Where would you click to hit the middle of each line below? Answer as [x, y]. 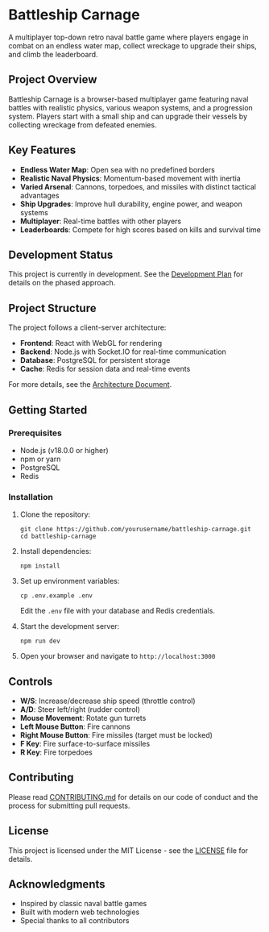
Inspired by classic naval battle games [83, 904]
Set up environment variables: [70, 581]
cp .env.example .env [56, 596]
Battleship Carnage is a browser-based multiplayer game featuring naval [128, 99]
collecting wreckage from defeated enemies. [83, 125]
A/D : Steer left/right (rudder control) [80, 709]
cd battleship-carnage [58, 537]
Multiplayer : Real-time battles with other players [101, 221]
